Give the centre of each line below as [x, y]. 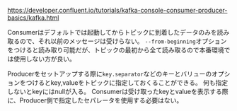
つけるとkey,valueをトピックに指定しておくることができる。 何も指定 [127, 83]
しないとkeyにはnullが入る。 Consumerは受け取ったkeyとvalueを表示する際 [118, 92]
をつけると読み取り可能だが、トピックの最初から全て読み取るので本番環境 [116, 50]
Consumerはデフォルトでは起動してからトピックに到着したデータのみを [112, 32]
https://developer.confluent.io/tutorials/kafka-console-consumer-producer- [117, 10]
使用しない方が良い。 [44, 59]
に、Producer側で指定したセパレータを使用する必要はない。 [95, 100]
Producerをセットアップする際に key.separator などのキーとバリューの [110, 74]
